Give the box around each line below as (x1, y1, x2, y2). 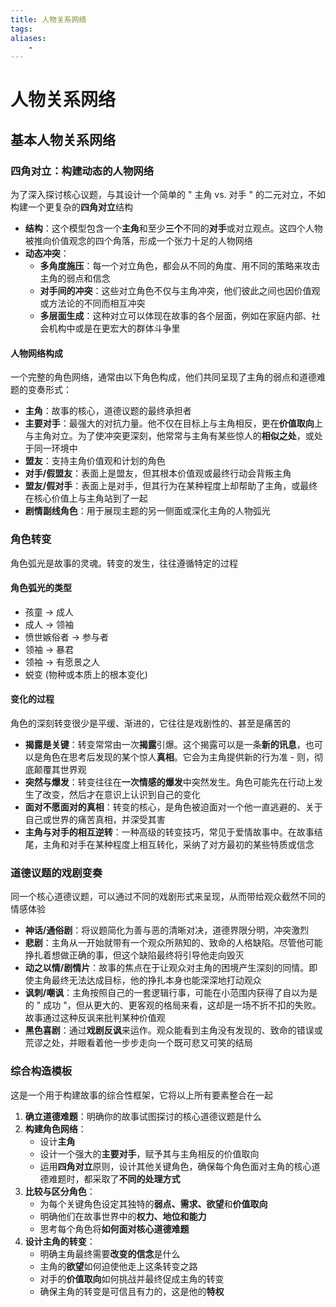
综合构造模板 (10, 1064, 73, 1078)
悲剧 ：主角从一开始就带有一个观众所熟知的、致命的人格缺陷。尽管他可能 (24, 937, 323, 949)
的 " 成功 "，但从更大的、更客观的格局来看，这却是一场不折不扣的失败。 (24, 999, 322, 1011)
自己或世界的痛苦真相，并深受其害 (24, 814, 166, 826)
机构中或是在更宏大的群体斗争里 (48, 322, 181, 335)
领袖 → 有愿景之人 (24, 656, 101, 668)
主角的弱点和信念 (39, 272, 111, 285)
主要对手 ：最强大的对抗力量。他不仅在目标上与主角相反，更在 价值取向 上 (24, 417, 323, 430)
